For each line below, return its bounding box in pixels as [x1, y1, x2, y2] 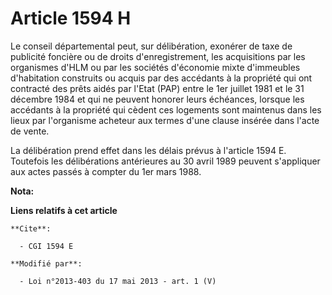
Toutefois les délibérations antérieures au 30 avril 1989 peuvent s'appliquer [10, 155, 321, 167]
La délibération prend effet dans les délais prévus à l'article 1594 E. [10, 144, 287, 156]
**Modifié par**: [10, 258, 83, 269]
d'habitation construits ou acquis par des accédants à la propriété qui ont [10, 72, 313, 84]
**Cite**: [10, 223, 52, 234]
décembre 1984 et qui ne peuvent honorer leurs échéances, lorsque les [10, 93, 305, 105]
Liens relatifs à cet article [10, 204, 118, 216]
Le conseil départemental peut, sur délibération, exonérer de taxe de [10, 40, 293, 52]
